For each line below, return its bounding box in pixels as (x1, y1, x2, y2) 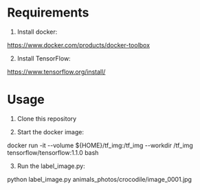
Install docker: (16, 28, 58, 36)
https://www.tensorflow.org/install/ (7, 67, 106, 76)
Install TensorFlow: (16, 54, 71, 63)
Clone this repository (16, 114, 77, 123)
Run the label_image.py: (16, 162, 85, 170)
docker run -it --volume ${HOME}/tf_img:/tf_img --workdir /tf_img (7, 141, 194, 149)
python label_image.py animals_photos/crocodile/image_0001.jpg (7, 175, 192, 183)
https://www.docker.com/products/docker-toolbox (7, 41, 150, 49)
